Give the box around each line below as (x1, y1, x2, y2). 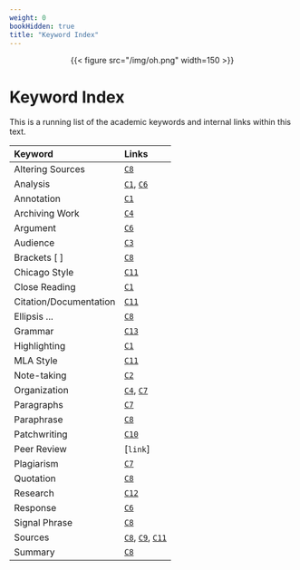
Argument (14, 222, 57, 235)
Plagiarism (14, 458, 59, 470)
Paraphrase (14, 413, 63, 426)
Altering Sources (14, 163, 86, 176)
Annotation (14, 192, 61, 205)
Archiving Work (14, 208, 80, 220)
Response (14, 502, 57, 515)
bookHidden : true (9, 22, 75, 31)
